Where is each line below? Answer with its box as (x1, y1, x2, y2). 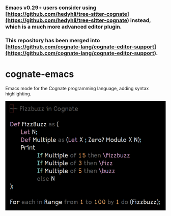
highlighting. (5, 91, 32, 97)
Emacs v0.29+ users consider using (5, 4, 97, 11)
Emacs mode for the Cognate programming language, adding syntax (5, 85, 149, 91)
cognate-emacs (5, 68, 74, 80)
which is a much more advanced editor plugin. (5, 23, 122, 30)
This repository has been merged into (5, 37, 100, 44)
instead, (130, 17, 151, 24)
